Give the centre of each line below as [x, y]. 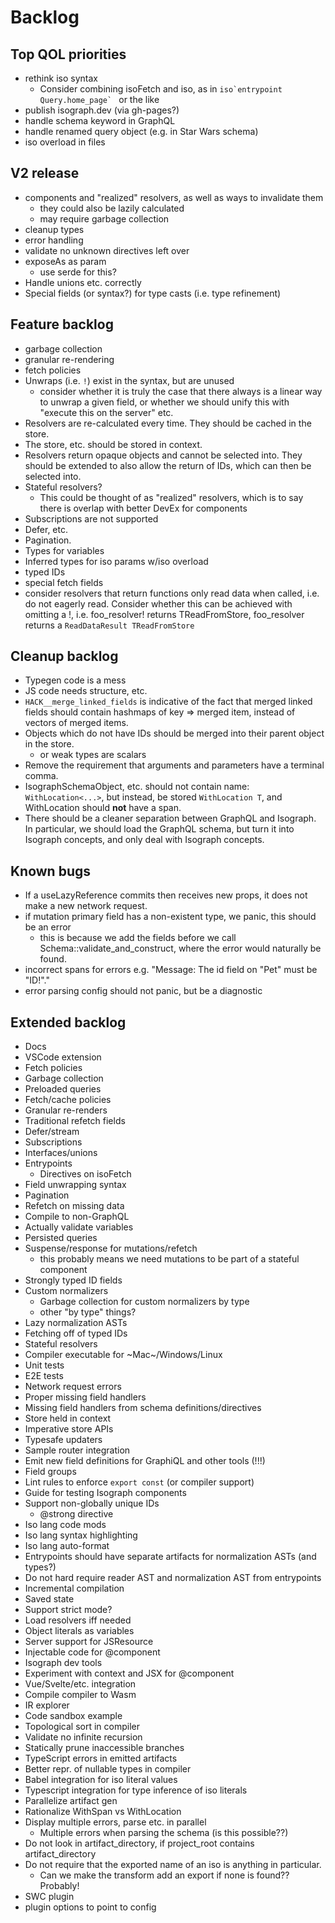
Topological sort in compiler [82, 1727]
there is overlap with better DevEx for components [143, 508]
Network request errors [73, 1387]
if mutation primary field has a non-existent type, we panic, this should [170, 917]
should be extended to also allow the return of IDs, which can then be [168, 465]
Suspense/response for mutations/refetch [111, 1248]
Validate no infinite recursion [83, 1737]
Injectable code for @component [92, 1652]
